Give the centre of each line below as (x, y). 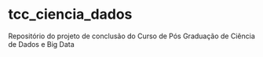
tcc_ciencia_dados (70, 14)
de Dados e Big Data (41, 44)
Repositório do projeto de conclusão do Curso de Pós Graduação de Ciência (131, 36)
